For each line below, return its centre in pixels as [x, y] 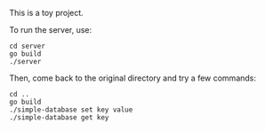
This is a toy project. [47, 13]
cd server [28, 46]
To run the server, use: [51, 30]
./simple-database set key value [71, 110]
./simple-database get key [59, 118]
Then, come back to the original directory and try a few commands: [132, 78]
